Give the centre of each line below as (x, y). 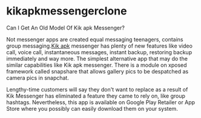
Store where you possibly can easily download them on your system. (92, 108)
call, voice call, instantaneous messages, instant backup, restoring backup (99, 52)
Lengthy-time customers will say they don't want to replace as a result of (97, 89)
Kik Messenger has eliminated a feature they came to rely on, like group (96, 96)
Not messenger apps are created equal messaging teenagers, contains (95, 39)
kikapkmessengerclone (67, 11)
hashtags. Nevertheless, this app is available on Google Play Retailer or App (101, 102)
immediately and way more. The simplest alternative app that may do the (97, 58)
